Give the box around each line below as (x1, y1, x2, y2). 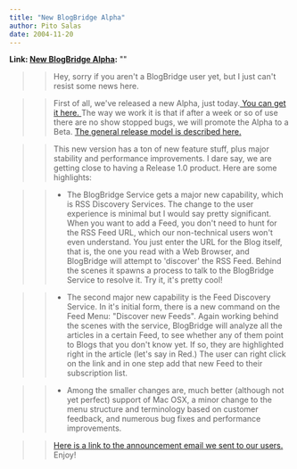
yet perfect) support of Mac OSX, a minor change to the (66, 394, 272, 406)
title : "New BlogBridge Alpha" (9, 12, 126, 22)
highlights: (53, 172, 92, 183)
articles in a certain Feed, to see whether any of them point (66, 330, 284, 341)
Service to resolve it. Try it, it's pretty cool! (66, 275, 223, 285)
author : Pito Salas (9, 21, 82, 30)
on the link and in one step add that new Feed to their (66, 358, 263, 369)
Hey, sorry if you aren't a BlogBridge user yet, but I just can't (53, 71, 276, 82)
